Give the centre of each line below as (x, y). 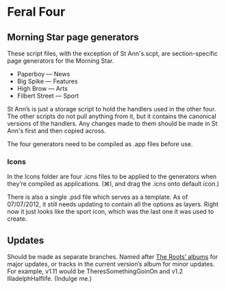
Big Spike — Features (47, 81)
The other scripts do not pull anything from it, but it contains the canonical (112, 116)
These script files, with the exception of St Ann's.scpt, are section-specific (112, 53)
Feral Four (36, 12)
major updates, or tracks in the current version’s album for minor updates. (111, 264)
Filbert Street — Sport (48, 96)
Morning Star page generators (73, 37)
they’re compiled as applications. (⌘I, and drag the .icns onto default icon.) (113, 184)
